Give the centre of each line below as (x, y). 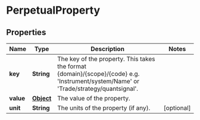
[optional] (177, 108)
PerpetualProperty (53, 10)
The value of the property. (94, 98)
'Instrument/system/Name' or (99, 81)
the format (72, 66)
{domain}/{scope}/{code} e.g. (99, 74)
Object (42, 98)
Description (107, 49)
